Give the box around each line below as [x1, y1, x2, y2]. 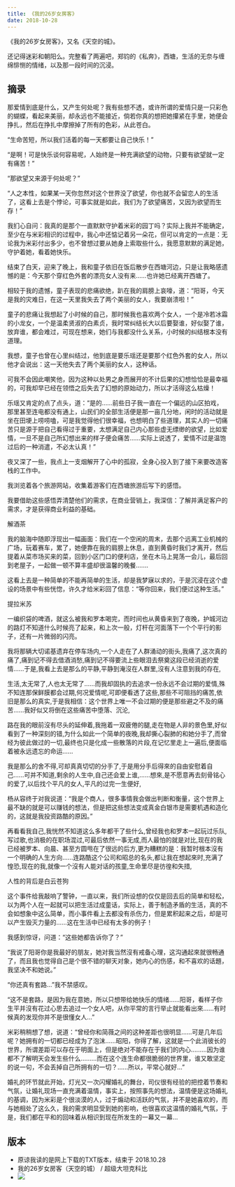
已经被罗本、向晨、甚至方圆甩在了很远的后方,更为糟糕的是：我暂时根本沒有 [7, 844, 224, 853]
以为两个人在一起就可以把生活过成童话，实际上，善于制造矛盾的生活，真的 [7, 901, 222, 909]
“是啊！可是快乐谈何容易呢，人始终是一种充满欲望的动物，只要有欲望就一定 [7, 150, 225, 159]
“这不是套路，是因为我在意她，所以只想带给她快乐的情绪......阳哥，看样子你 [7, 995, 223, 1004]
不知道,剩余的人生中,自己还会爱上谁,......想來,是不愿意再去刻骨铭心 [36, 771, 226, 779]
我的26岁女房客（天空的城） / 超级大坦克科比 [17, 1165, 148, 1173]
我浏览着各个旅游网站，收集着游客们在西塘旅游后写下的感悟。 [7, 482, 185, 490]
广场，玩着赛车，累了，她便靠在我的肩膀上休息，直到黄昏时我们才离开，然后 [7, 543, 228, 552]
